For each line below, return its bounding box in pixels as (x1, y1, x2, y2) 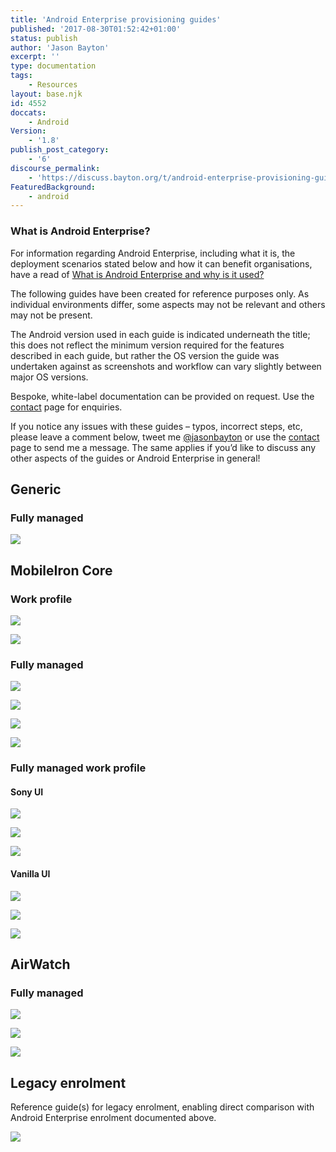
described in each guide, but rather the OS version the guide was (10, 349, 280, 361)
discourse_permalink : (10, 163, 101, 173)
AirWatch (10, 956, 71, 973)
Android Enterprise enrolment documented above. (10, 1112, 217, 1124)
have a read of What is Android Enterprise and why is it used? (10, 268, 265, 280)
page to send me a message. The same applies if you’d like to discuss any (10, 441, 317, 453)
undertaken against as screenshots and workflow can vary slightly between (10, 360, 322, 372)
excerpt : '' (10, 52, 60, 62)
